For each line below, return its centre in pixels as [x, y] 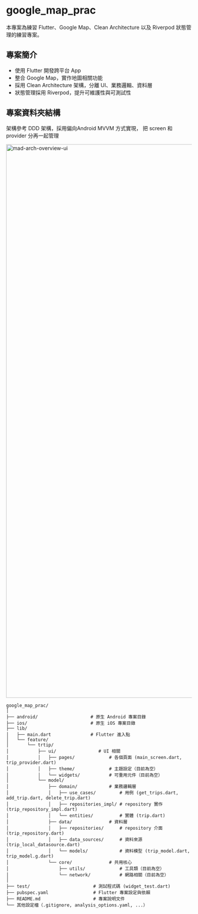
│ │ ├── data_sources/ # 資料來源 [74, 839]
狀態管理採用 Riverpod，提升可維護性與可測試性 [73, 93]
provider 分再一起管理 [32, 136]
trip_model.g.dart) [30, 856]
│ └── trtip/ [30, 745]
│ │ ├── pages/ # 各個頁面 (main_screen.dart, [94, 757]
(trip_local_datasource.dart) [43, 844]
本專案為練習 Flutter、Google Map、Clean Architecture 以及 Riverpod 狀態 [96, 27]
